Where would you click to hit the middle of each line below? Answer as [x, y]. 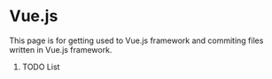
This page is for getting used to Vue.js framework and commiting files [136, 40]
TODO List [41, 67]
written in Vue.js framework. [61, 49]
